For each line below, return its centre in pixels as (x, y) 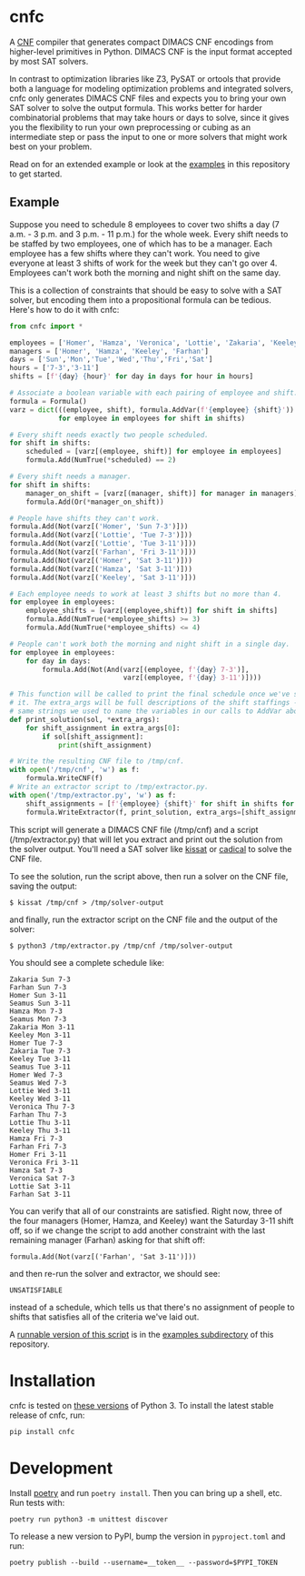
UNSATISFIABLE (36, 1290)
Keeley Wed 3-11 (40, 1099)
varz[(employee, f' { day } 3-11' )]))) (192, 678)
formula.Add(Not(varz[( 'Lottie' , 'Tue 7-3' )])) (101, 535)
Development (61, 1468)
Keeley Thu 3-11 (40, 1130)
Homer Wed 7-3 (36, 1075)
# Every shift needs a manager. (70, 477)
